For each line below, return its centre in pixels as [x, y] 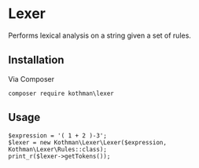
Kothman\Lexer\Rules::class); [58, 149]
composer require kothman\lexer [61, 93]
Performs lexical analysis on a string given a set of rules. [99, 35]
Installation [36, 60]
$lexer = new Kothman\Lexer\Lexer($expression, [88, 142]
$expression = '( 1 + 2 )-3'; [58, 135]
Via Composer [31, 79]
